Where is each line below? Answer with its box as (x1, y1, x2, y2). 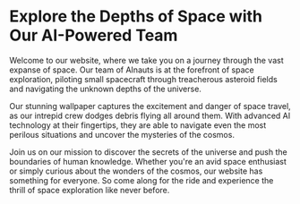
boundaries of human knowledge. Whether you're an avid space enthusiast (9, 156, 287, 166)
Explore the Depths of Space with (9, 6, 262, 27)
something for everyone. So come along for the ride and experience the (9, 174, 274, 185)
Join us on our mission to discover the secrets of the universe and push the (9, 146, 288, 157)
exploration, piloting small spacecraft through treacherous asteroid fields (9, 73, 278, 84)
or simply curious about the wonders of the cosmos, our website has (9, 166, 263, 176)
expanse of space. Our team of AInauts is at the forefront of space (9, 64, 254, 75)
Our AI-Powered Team (9, 25, 178, 46)
